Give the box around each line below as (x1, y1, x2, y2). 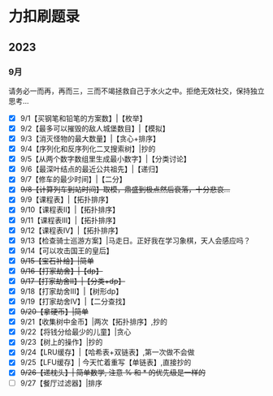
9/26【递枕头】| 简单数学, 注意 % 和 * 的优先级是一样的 (19, 368, 206, 377)
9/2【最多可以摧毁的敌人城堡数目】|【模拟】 (19, 123, 170, 133)
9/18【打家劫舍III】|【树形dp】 (19, 286, 123, 296)
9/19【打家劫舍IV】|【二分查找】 (19, 297, 130, 306)
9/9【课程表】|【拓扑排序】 (19, 195, 113, 204)
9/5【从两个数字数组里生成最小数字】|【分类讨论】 (19, 154, 191, 164)
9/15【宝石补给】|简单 (19, 256, 95, 265)
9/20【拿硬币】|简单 (19, 307, 89, 316)
